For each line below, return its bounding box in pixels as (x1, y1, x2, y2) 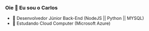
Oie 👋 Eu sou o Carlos (5, 4, 58, 11)
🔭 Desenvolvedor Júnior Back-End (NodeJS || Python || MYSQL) (12, 15, 144, 21)
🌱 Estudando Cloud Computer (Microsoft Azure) (12, 20, 111, 26)
